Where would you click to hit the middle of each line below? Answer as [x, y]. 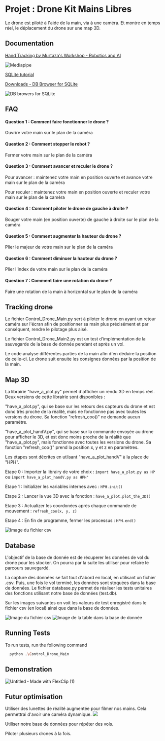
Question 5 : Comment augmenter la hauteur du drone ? [63, 236]
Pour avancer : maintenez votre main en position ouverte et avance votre [79, 177]
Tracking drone [29, 307]
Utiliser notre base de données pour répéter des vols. [59, 724]
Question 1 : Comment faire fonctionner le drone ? [57, 121]
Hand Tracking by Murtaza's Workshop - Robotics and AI [63, 55]
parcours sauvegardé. [28, 568]
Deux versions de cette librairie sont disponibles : [55, 397]
